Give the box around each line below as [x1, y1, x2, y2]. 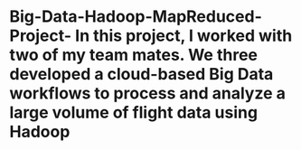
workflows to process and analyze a [9, 83, 287, 104]
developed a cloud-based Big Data [9, 64, 274, 85]
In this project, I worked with [75, 25, 293, 46]
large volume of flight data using [9, 102, 259, 123]
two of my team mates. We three [9, 45, 258, 65]
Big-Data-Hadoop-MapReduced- [9, 6, 262, 27]
